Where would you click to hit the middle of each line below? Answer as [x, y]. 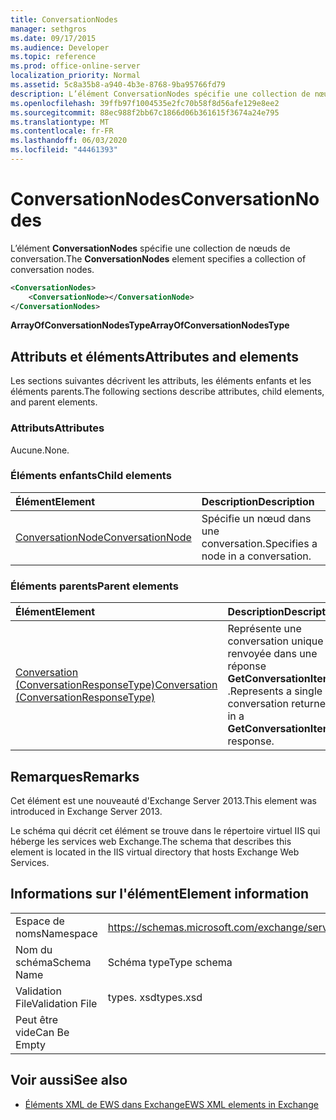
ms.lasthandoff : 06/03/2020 [69, 141]
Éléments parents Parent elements [94, 586]
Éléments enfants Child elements [91, 476]
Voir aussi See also [69, 1080]
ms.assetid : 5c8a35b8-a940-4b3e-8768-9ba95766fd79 [118, 85]
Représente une [264, 629]
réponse [247, 666]
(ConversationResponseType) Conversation [116, 685]
